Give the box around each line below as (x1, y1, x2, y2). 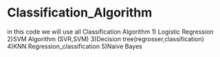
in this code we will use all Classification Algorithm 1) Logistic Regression (7, 27, 214, 36)
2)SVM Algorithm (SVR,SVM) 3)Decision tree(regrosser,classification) (7, 34, 205, 43)
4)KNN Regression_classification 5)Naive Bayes (7, 42, 142, 50)
